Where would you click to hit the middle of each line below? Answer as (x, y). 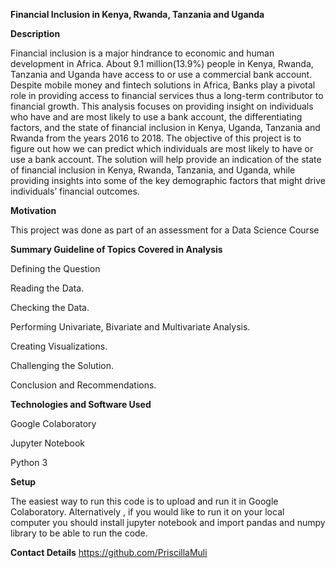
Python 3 (29, 462)
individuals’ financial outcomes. (75, 191)
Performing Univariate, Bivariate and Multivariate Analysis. (130, 327)
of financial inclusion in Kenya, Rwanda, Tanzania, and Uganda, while (153, 170)
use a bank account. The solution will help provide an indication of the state (166, 159)
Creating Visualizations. (59, 346)
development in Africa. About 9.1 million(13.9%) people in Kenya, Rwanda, (162, 63)
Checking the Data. (50, 307)
